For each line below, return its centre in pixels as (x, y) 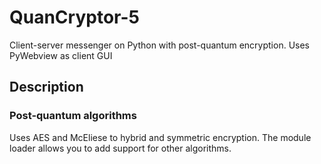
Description (46, 87)
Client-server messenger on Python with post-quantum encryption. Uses (159, 45)
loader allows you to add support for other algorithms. (120, 148)
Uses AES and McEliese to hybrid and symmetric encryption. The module (160, 137)
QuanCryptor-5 (74, 17)
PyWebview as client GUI (61, 55)
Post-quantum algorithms (73, 116)
